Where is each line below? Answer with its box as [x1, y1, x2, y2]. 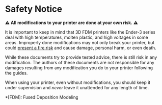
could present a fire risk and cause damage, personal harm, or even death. [5, 45, 156, 51]
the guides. [5, 70, 28, 76]
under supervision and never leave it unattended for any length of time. [5, 84, 149, 90]
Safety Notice [5, 3, 62, 15]
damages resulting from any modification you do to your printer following [5, 65, 153, 71]
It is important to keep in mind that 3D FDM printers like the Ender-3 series [5, 29, 156, 35]
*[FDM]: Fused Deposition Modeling [5, 94, 79, 100]
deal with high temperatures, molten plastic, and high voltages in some [5, 34, 148, 40]
